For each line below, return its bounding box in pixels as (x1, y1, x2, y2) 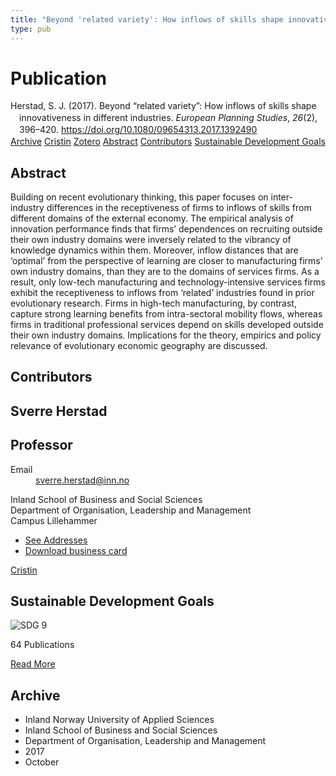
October (24, 756, 60, 768)
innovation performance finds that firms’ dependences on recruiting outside (10, 222, 323, 235)
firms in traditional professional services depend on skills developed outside (10, 318, 324, 330)
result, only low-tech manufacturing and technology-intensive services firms (10, 276, 326, 288)
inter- (270, 191, 293, 203)
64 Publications (10, 639, 75, 651)
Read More (10, 658, 56, 670)
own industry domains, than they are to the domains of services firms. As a (10, 265, 320, 277)
